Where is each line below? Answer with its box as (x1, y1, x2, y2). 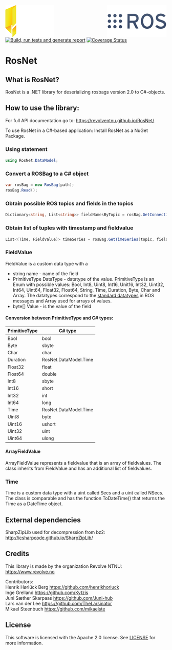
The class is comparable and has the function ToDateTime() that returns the (5, 495, 165, 502)
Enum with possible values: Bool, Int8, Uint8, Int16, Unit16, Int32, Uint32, (12, 281, 165, 288)
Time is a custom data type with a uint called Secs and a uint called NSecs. (5, 490, 164, 496)
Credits (5, 549, 30, 558)
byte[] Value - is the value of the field (12, 303, 92, 309)
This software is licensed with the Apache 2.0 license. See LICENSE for (5, 634, 156, 640)
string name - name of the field (12, 270, 78, 277)
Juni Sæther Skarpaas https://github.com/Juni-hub (5, 595, 113, 601)
